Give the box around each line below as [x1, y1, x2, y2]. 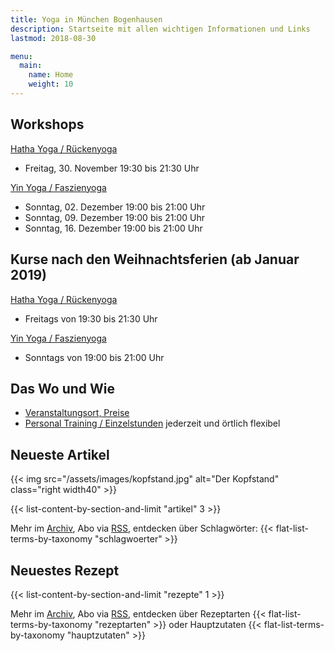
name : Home [28, 70, 74, 80]
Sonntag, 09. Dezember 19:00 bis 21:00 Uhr [24, 211, 206, 223]
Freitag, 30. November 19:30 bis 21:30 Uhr [24, 162, 200, 174]
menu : [10, 51, 33, 61]
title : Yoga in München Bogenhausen [10, 14, 163, 25]
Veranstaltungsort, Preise [24, 407, 130, 419]
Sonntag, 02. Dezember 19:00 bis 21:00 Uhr [24, 201, 206, 213]
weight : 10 [28, 79, 74, 90]
